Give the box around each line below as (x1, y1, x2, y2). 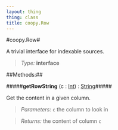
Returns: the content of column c (20, 117, 101, 125)
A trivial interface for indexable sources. (6, 48, 104, 55)
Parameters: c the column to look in (20, 106, 108, 113)
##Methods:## (6, 71, 43, 78)
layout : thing (6, 8, 42, 15)
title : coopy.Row (6, 20, 49, 26)
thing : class (6, 14, 39, 20)
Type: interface (20, 59, 60, 66)
